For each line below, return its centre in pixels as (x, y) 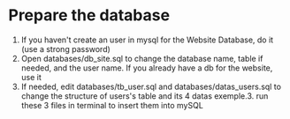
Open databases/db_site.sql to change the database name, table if (142, 58)
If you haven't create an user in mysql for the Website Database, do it (147, 40)
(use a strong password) (66, 48)
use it (31, 77)
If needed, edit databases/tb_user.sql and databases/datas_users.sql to (151, 86)
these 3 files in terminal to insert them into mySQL (112, 105)
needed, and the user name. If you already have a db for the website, (147, 68)
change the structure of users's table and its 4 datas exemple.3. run (145, 96)
